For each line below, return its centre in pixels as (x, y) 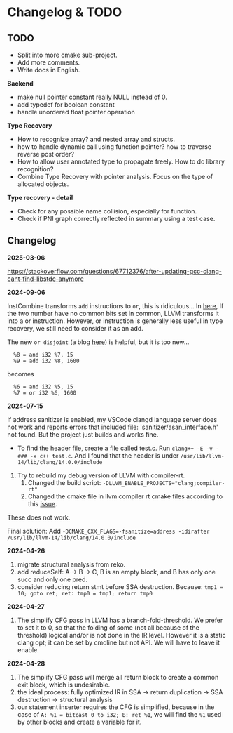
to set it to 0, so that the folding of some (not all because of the (108, 627)
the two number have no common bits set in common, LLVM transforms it (113, 313)
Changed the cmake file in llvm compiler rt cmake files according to (125, 496)
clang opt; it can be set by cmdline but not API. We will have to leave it (119, 642)
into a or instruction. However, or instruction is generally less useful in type (115, 321)
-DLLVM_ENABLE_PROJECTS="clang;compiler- (164, 483)
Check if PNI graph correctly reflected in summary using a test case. (116, 219)
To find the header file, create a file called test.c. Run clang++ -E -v (115, 448)
